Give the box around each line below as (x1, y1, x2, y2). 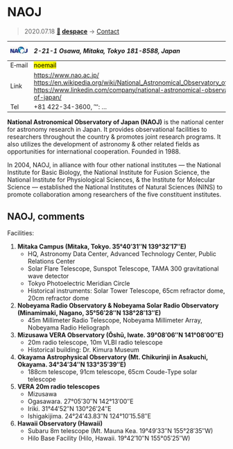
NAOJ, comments (7, 210, 85, 222)
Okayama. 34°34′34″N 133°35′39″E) (17, 360, 127, 368)
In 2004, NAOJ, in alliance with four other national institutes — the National (7, 161, 221, 169)
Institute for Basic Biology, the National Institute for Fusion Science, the (7, 168, 210, 177)
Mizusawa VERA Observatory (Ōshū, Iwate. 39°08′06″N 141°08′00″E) (17, 331, 224, 339)
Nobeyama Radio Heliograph (27, 323, 110, 332)
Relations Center (27, 257, 76, 266)
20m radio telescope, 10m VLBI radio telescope (27, 338, 163, 347)
